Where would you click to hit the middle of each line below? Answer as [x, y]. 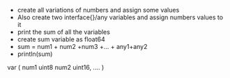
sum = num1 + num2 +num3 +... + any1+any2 [82, 47]
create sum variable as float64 [61, 39]
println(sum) [35, 54]
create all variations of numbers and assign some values [98, 10]
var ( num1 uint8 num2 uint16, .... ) [56, 67]
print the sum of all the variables [63, 32]
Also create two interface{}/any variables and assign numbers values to [120, 17]
